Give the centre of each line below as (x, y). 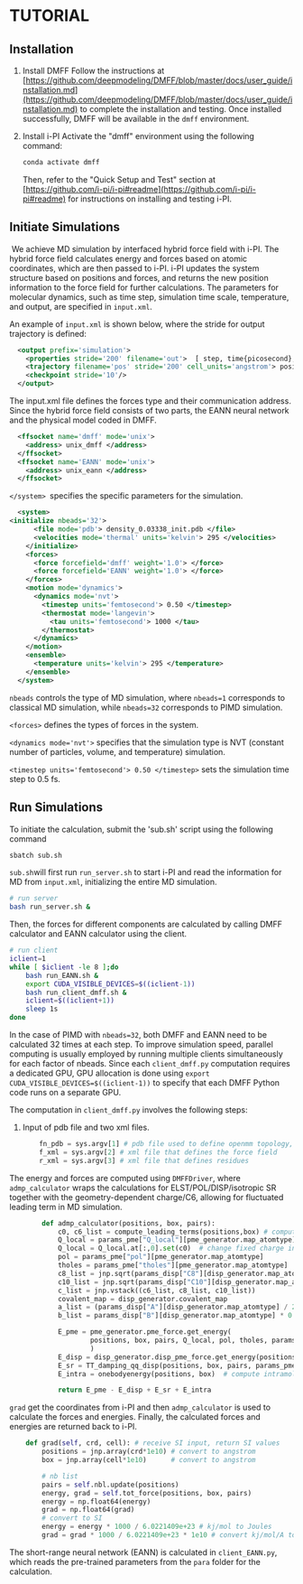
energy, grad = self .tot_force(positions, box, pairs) (147, 1493)
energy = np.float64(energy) (96, 1501)
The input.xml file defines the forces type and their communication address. (150, 401)
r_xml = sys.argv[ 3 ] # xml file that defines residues (144, 1160)
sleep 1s (42, 1009)
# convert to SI (72, 1518)
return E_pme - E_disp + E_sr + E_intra (134, 1390)
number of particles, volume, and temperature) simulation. (117, 751)
